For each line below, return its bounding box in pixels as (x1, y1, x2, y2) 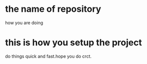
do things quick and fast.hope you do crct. (5, 53, 92, 59)
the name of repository (5, 3, 101, 15)
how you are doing (5, 20, 44, 26)
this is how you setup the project (5, 37, 142, 48)
